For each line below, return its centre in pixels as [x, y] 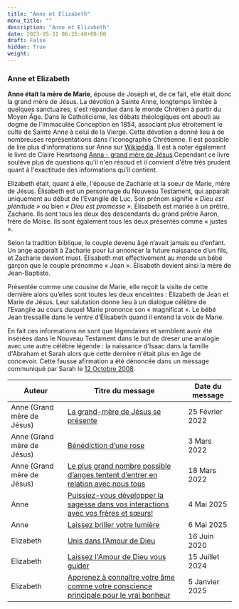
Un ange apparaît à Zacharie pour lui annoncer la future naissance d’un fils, [118, 251]
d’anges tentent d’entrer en [112, 475]
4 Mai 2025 [208, 504]
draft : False [27, 41]
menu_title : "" [30, 21]
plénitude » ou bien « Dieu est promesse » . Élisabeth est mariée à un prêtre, [118, 207]
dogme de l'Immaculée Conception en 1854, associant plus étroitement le [115, 125]
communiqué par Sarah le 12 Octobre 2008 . [71, 369]
